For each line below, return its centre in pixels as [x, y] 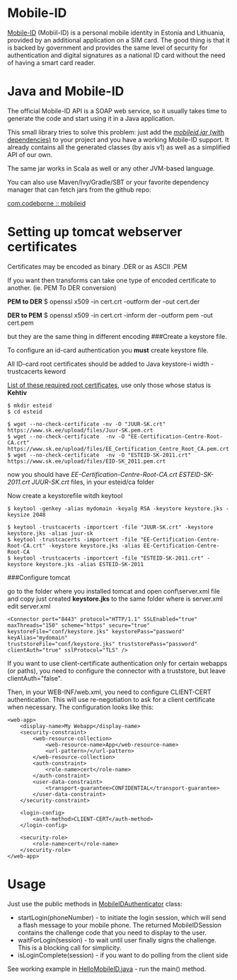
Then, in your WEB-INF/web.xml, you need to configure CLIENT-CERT [109, 692]
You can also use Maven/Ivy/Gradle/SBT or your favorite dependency [108, 182]
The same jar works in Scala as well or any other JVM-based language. [111, 168]
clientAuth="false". [35, 678]
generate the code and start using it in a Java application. [91, 118]
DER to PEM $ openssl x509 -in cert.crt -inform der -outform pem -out [110, 315]
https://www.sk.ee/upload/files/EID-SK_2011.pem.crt [87, 461]
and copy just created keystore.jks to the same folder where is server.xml [115, 599]
